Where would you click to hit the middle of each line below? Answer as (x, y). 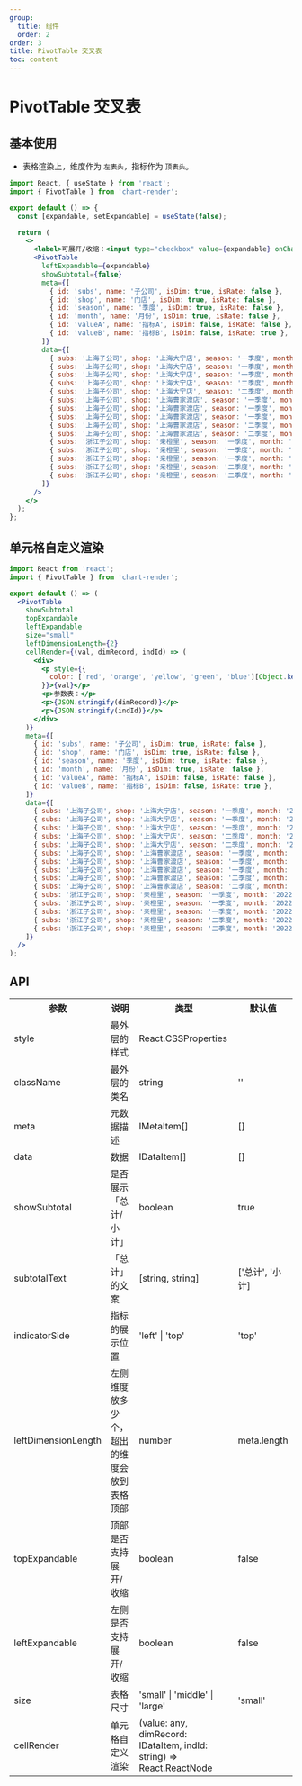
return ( (34, 232)
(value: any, (164, 1723)
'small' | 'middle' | (176, 1695)
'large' (152, 1706)
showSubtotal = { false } (82, 274)
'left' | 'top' (162, 1336)
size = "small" (50, 636)
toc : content (34, 59)
